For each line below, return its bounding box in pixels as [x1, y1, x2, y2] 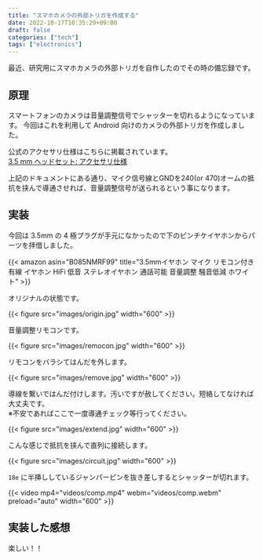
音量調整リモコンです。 [8, 325, 84, 334]
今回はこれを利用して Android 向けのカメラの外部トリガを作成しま [23, 120, 238, 129]
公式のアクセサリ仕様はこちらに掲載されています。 [8, 147, 173, 156]
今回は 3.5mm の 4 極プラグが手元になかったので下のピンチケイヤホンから [8, 231, 249, 240]
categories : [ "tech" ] [8, 33, 79, 42]
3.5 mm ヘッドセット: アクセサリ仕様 [8, 156, 128, 165]
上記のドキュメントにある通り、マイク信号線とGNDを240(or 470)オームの [8, 173, 248, 183]
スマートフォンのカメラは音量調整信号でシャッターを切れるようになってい [8, 111, 249, 120]
